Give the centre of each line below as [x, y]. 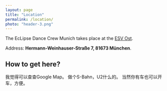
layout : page [19, 10]
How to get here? [33, 64]
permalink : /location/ [29, 19]
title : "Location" [25, 15]
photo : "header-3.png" [29, 24]
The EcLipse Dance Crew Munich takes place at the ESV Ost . [69, 38]
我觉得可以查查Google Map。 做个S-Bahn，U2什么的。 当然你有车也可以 [81, 77]
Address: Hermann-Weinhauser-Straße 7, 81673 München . [68, 48]
